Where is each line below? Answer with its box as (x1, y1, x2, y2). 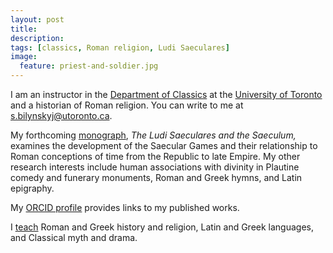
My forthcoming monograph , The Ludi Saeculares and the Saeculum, (10, 129, 297, 141)
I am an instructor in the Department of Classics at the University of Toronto (10, 89, 323, 100)
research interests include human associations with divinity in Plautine (10, 161, 300, 173)
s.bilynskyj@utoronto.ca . (10, 110, 113, 121)
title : (10, 24, 38, 34)
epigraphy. (10, 182, 55, 194)
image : (10, 52, 38, 62)
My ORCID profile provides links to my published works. (10, 202, 240, 213)
